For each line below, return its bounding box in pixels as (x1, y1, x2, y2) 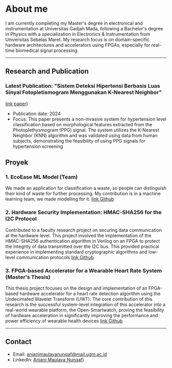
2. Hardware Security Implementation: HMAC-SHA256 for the (5, 209, 162, 216)
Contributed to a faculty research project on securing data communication (5, 227, 162, 233)
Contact (5, 337, 32, 346)
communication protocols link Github (16, 254, 94, 260)
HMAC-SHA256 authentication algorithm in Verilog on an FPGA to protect (5, 238, 160, 244)
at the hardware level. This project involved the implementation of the (5, 232, 152, 239)
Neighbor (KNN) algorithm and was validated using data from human (12, 132, 158, 139)
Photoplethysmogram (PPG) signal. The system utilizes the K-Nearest (12, 127, 160, 133)
